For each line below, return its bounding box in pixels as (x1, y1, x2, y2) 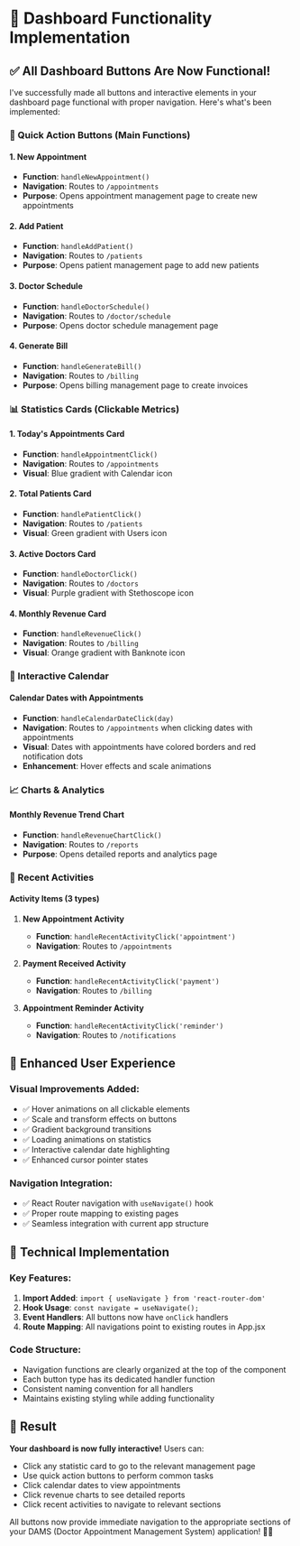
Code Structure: (9, 1344, 81, 1356)
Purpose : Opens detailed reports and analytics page (22, 848, 218, 859)
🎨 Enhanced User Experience (9, 1056, 176, 1071)
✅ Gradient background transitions (22, 1124, 151, 1134)
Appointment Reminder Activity (22, 1002, 144, 1014)
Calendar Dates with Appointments (9, 692, 144, 703)
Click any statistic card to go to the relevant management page (22, 1460, 256, 1471)
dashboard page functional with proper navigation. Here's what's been (9, 97, 272, 107)
